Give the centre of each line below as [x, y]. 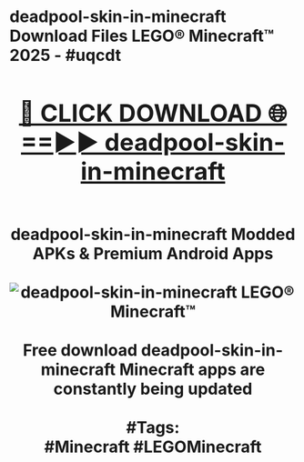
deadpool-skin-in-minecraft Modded [153, 234]
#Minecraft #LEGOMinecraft [153, 447]
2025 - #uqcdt [65, 55]
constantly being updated [153, 389]
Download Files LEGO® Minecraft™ [142, 36]
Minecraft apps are [192, 369]
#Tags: [153, 427]
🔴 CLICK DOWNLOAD [140, 113]
